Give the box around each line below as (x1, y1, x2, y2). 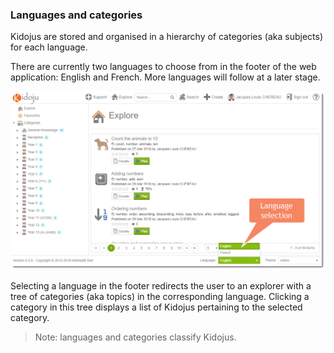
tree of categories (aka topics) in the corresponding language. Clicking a (10, 291, 310, 303)
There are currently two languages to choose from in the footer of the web (10, 61, 317, 73)
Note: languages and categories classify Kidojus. (34, 331, 237, 343)
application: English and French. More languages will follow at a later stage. (10, 71, 321, 83)
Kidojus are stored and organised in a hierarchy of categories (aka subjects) (10, 31, 324, 43)
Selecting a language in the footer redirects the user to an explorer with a (10, 280, 312, 292)
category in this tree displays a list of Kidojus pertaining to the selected (10, 301, 303, 313)
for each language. (10, 41, 88, 53)
